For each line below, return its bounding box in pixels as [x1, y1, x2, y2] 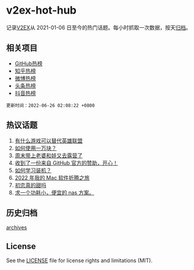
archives [6, 224, 27, 231]
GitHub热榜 [14, 60, 43, 67]
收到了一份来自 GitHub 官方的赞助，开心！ [14, 159, 119, 166]
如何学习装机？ [14, 167, 52, 174]
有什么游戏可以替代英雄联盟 [14, 137, 83, 144]
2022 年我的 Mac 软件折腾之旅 [14, 174, 90, 181]
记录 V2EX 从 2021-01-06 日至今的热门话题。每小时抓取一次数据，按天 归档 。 [6, 24, 192, 31]
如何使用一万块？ [14, 144, 57, 151]
